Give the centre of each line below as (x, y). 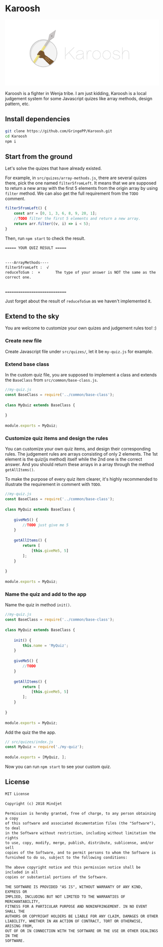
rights (12, 838)
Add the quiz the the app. (31, 732)
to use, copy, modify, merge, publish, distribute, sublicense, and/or (79, 843)
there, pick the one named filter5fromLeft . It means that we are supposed (81, 183)
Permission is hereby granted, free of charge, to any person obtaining (81, 813)
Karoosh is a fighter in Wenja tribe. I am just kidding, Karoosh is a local (76, 93)
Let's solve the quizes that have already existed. (53, 168)
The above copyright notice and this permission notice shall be (73, 867)
